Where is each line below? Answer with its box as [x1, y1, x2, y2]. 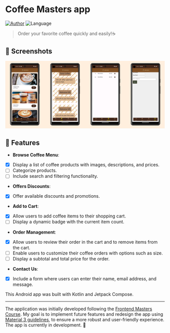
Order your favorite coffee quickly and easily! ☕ [17, 30, 116, 36]
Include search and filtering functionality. [12, 173, 99, 179]
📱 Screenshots [5, 47, 53, 56]
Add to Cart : [12, 203, 39, 209]
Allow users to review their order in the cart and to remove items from [12, 239, 158, 245]
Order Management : [12, 229, 57, 235]
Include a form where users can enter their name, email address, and [12, 275, 157, 282]
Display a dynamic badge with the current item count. [12, 219, 125, 225]
